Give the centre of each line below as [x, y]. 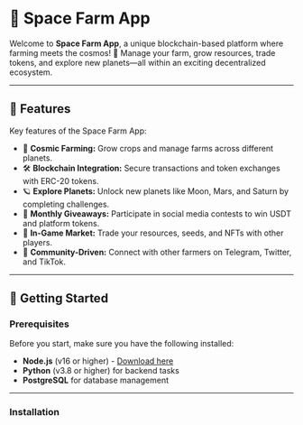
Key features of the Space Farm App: [78, 131]
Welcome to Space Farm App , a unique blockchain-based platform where [147, 43]
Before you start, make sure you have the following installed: [122, 344]
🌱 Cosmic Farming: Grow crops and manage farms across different [147, 148]
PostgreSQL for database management [96, 380]
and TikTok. [44, 262]
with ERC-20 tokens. [60, 180]
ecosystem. [31, 72]
